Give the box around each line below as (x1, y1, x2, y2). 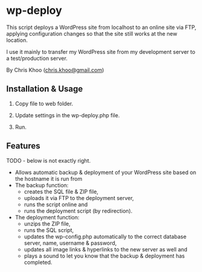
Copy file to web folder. (14, 100, 74, 107)
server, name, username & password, (24, 239, 117, 247)
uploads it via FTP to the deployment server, (24, 194, 134, 201)
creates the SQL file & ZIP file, (24, 188, 98, 195)
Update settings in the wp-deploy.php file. (14, 111, 120, 118)
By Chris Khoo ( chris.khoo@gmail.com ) (6, 66, 104, 73)
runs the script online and (24, 201, 88, 208)
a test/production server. (6, 54, 68, 62)
